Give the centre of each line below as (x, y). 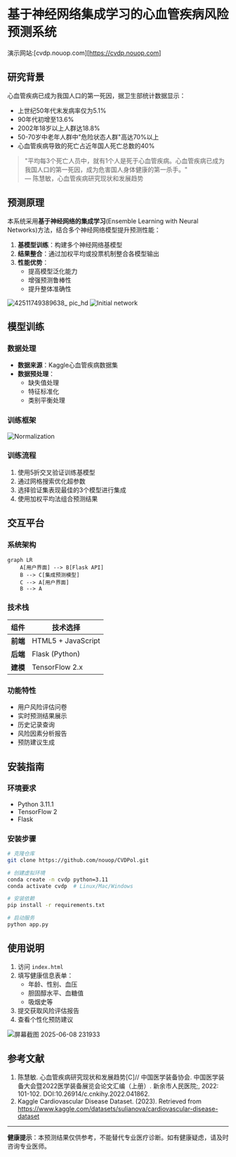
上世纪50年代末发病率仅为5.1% (62, 111)
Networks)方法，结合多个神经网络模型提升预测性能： (84, 230)
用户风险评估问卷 (42, 707)
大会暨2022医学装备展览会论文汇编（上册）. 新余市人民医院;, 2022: (121, 1086)
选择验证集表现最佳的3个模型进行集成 (72, 489)
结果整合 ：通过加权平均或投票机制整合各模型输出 (88, 254)
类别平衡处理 (46, 400)
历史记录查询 (36, 725)
